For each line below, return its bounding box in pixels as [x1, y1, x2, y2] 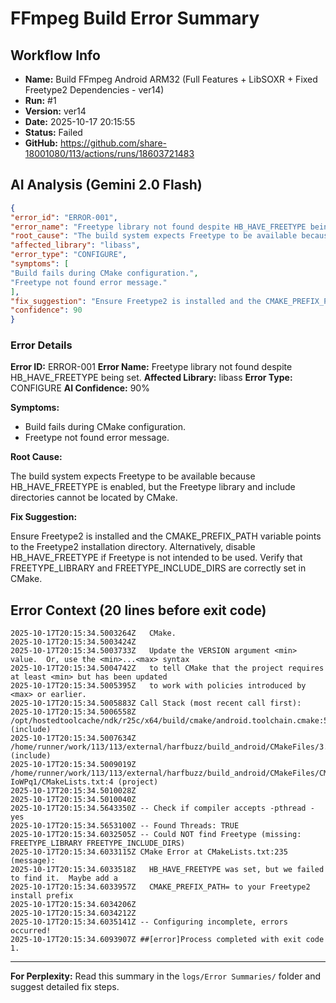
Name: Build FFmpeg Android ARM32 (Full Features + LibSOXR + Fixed [24, 73, 318, 85]
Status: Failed [24, 127, 83, 138]
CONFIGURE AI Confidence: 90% [10, 382, 150, 394]
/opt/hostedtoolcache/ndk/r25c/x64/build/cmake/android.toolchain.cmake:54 [10, 716, 333, 726]
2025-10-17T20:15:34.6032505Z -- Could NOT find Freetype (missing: [10, 830, 302, 840]
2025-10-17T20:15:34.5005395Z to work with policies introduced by [10, 681, 307, 691]
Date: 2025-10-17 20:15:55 [24, 116, 136, 127]
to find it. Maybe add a [10, 873, 118, 884]
